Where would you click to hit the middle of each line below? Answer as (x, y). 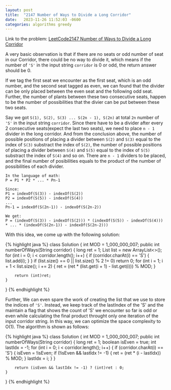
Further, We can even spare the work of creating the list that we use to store (85, 299)
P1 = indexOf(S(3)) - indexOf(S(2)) (44, 194)
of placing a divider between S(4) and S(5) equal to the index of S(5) (78, 150)
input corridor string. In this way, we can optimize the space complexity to (83, 321)
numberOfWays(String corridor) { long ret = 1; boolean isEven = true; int (81, 342)
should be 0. (18, 71)
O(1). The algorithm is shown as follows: (47, 327)
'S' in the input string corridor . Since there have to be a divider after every (84, 123)
